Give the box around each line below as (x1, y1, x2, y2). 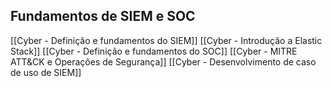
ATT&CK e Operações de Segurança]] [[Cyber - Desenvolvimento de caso (10, 55, 317, 68)
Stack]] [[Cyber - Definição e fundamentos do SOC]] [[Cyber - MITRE (10, 45, 298, 57)
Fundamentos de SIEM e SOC (10, 8, 196, 25)
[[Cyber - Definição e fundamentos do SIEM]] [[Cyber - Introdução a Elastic (10, 34, 323, 46)
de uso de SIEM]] (10, 66, 82, 78)
